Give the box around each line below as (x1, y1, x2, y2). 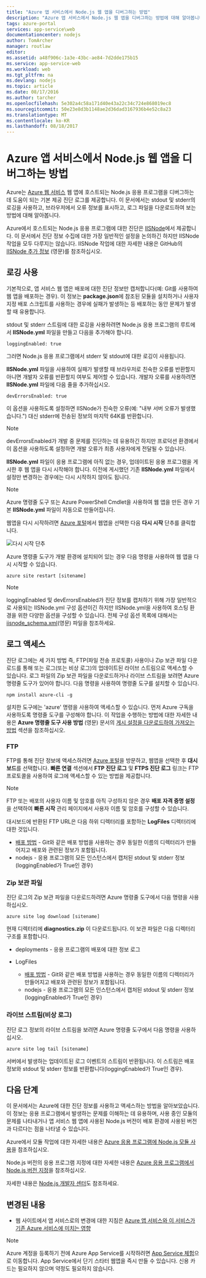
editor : (6, 49, 26, 55)
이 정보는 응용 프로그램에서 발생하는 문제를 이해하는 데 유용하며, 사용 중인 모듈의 (6, 1110, 198, 1117)
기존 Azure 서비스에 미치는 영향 (15, 1225, 91, 1232)
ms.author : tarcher (6, 95, 56, 101)
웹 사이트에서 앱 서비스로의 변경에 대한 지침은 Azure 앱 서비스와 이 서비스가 (15, 1217, 196, 1225)
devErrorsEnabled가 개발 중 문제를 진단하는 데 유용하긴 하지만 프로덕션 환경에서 (6, 437, 199, 444)
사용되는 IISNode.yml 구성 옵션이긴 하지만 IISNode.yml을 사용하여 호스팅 (12, 603, 189, 611)
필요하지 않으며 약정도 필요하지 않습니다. (17, 1265, 115, 1272)
